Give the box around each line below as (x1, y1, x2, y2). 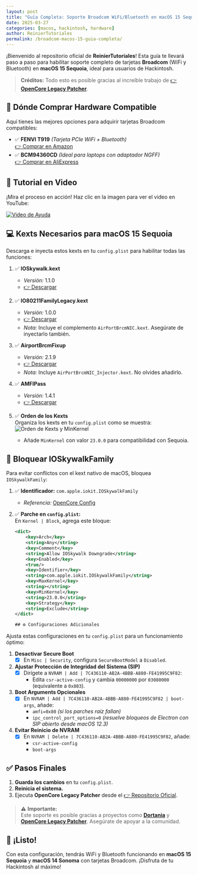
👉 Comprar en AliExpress (14, 158, 79, 165)
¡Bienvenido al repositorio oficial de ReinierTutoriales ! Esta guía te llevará (6, 53, 184, 59)
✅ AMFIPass (14, 380, 46, 388)
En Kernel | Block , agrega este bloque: (14, 518, 111, 525)
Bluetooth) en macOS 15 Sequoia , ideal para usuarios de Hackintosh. (6, 65, 174, 71)
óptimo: (6, 639, 25, 646)
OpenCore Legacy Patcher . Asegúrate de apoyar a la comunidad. (20, 818, 181, 825)
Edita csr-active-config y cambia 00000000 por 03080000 (32, 676, 170, 683)
